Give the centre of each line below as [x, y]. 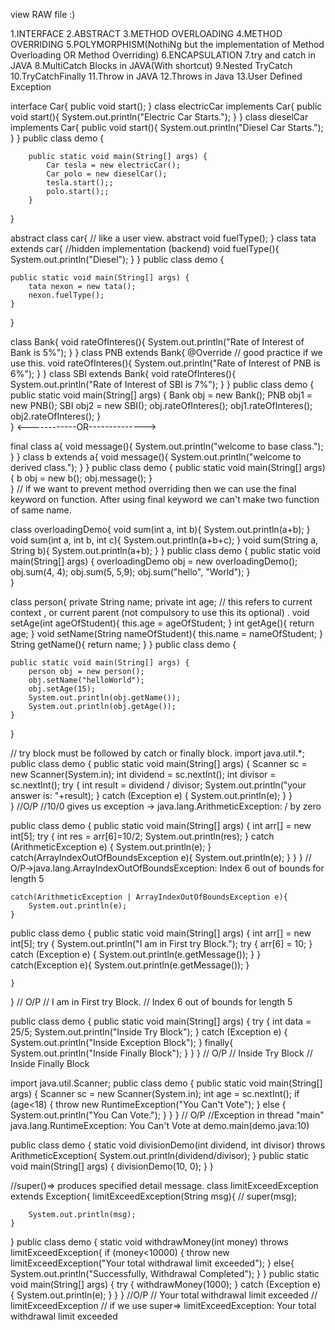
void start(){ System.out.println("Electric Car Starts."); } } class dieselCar [159, 117]
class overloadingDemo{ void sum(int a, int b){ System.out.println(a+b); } [160, 529]
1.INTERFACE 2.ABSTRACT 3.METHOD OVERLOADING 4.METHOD [146, 33]
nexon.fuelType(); [66, 295]
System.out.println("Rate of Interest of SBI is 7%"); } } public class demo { [162, 384]
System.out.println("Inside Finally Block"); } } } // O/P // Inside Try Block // [161, 1053]
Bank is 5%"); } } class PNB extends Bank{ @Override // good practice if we [166, 352]
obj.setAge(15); [62, 689]
